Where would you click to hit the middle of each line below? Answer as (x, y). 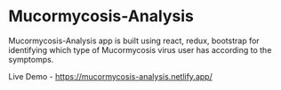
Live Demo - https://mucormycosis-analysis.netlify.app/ (110, 76)
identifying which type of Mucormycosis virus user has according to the (140, 49)
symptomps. (31, 59)
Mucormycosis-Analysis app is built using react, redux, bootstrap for (134, 41)
